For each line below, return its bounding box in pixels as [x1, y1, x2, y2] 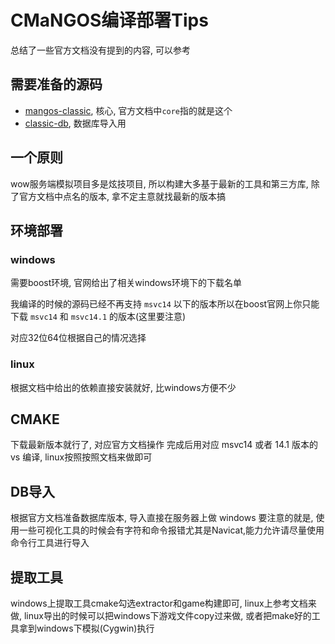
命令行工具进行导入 [10, 537, 90, 549]
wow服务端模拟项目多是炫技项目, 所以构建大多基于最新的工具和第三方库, [10, 177, 309, 190]
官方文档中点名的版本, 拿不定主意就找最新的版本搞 [18, 190, 226, 202]
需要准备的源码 [10, 76, 103, 93]
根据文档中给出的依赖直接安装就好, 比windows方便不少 [10, 381, 237, 393]
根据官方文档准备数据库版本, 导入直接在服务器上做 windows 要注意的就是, [10, 512, 314, 524]
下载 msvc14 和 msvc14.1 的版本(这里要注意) [10, 311, 187, 323]
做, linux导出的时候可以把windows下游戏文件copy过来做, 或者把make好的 [10, 609, 312, 621]
